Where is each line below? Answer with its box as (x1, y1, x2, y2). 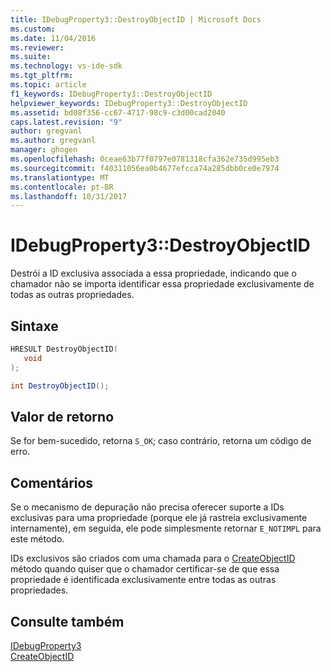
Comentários (10, 474, 94, 491)
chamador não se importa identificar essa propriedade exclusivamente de (10, 278, 315, 290)
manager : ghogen (10, 145, 78, 155)
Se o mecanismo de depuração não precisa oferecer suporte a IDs (10, 501, 285, 513)
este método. (10, 533, 65, 545)
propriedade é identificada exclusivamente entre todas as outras (10, 574, 277, 586)
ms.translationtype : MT (10, 172, 110, 183)
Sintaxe (10, 317, 59, 335)
